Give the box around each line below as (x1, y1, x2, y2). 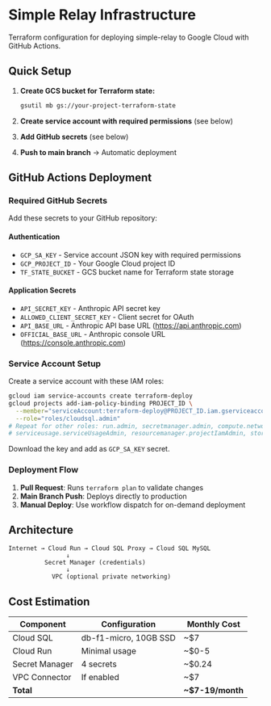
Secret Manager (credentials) (44, 559, 147, 567)
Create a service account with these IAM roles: (8, 376, 165, 386)
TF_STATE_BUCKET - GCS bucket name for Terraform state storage (19, 267, 234, 276)
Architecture (8, 523, 74, 536)
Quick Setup (8, 65, 72, 78)
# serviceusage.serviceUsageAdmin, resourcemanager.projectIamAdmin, (8, 430, 248, 438)
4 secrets (81, 658, 117, 670)
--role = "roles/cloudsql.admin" (15, 414, 121, 422)
